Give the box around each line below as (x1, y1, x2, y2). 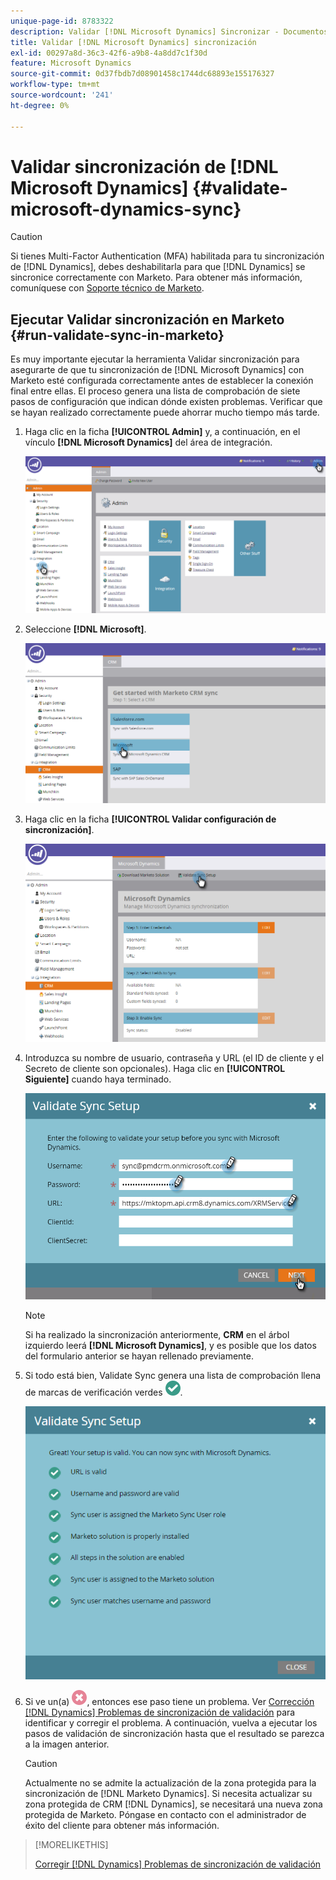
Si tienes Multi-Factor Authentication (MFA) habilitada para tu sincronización (10, 250, 325, 262)
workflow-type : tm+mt (10, 80, 101, 90)
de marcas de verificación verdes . (24, 1386, 183, 1399)
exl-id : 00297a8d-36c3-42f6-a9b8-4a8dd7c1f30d (10, 48, 208, 58)
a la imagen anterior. (24, 1738, 110, 1750)
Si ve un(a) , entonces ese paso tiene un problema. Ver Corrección (24, 1696, 315, 1708)
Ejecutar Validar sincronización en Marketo (10, 311, 285, 328)
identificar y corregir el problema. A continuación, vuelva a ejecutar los (24, 1717, 318, 1729)
